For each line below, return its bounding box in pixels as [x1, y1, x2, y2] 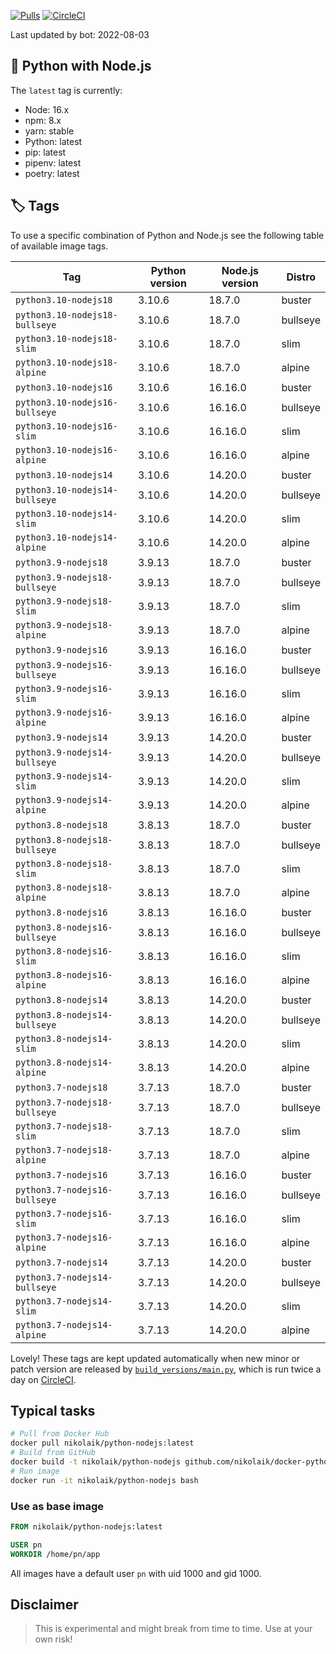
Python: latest [24, 135, 83, 147]
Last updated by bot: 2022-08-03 [10, 29, 150, 40]
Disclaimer [10, 1596, 79, 1613]
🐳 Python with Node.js [10, 58, 152, 75]
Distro [286, 270, 317, 284]
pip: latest [24, 146, 67, 158]
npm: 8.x [24, 114, 62, 126]
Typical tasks [10, 1403, 96, 1420]
